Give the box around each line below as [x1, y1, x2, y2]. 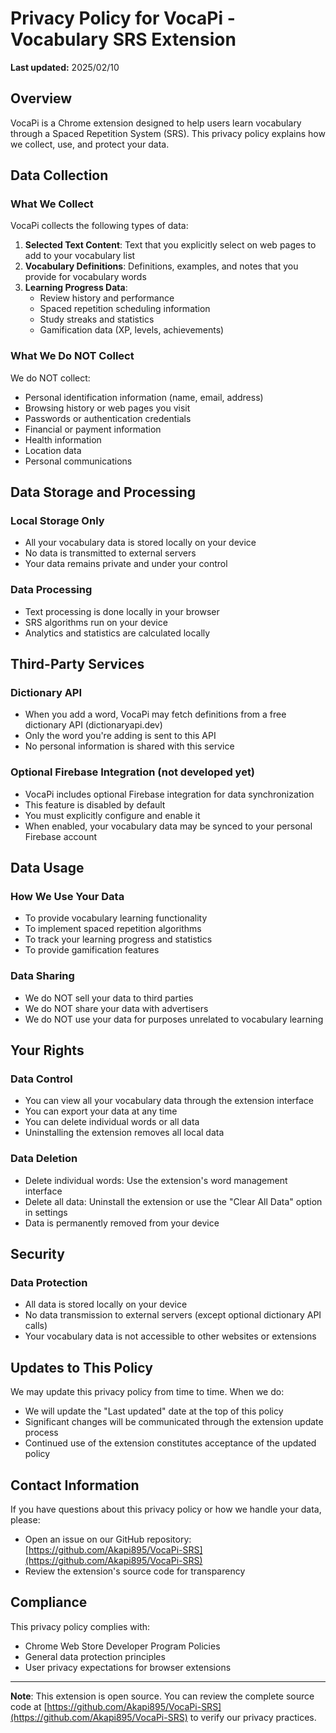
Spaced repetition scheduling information [39, 303, 211, 315]
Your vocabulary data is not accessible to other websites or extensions [24, 1330, 317, 1342]
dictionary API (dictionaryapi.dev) [24, 719, 163, 731]
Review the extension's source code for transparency [24, 1565, 246, 1577]
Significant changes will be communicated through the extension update [24, 1416, 324, 1428]
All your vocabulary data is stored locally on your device [24, 537, 257, 549]
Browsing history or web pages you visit [24, 402, 191, 414]
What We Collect [10, 197, 94, 211]
